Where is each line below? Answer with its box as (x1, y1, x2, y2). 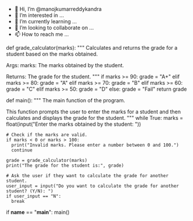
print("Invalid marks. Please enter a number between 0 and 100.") (11, 142, 180, 148)
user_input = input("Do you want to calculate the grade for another (6, 183, 180, 189)
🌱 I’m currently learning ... (14, 18, 77, 25)
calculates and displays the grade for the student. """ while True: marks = (6, 115, 184, 121)
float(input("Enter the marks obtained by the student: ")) (6, 120, 142, 127)
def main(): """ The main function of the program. (6, 97, 126, 103)
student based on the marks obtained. (6, 50, 98, 57)
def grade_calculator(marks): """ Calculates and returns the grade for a (6, 44, 178, 51)
